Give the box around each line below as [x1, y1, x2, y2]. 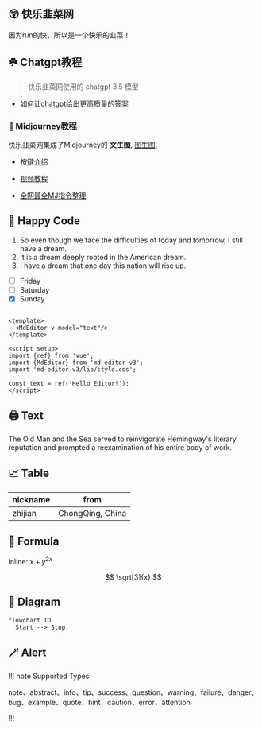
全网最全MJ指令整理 [19, 190, 87, 200]
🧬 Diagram [8, 595, 61, 609]
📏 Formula [8, 534, 60, 548]
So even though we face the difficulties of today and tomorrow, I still [19, 235, 244, 245]
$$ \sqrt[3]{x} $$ [105, 572, 162, 582]
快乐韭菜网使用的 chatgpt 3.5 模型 [27, 82, 139, 91]
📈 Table [8, 467, 50, 480]
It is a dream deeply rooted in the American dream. [19, 252, 187, 262]
